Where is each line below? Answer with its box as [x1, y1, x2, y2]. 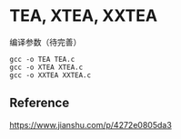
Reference [9, 95, 70, 111]
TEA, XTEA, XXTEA [9, 5, 157, 26]
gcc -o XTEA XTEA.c [9, 63, 84, 72]
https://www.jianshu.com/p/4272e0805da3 [9, 119, 173, 130]
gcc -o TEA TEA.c [9, 55, 75, 64]
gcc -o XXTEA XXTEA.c [9, 70, 92, 80]
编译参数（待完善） [9, 36, 82, 47]
